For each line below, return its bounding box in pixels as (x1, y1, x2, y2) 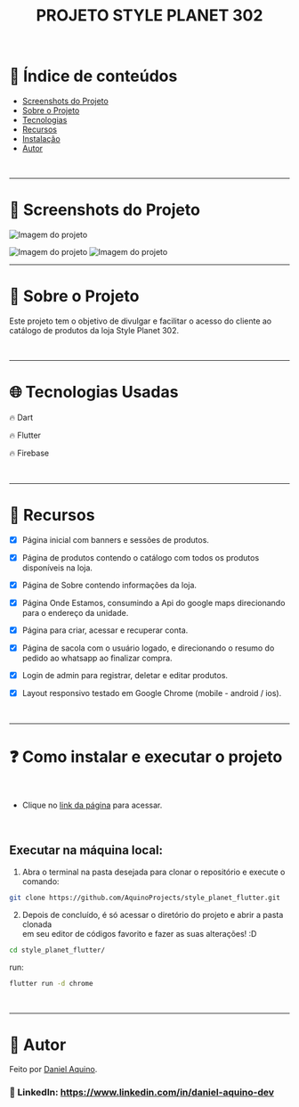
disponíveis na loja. (21, 562, 93, 573)
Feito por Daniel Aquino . (9, 1064, 98, 1075)
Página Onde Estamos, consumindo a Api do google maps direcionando (21, 597, 286, 608)
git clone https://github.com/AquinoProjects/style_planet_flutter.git (9, 893, 280, 902)
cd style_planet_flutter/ (9, 946, 105, 955)
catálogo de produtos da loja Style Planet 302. (9, 324, 180, 335)
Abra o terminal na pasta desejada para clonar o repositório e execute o (21, 866, 286, 877)
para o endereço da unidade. (21, 607, 129, 618)
